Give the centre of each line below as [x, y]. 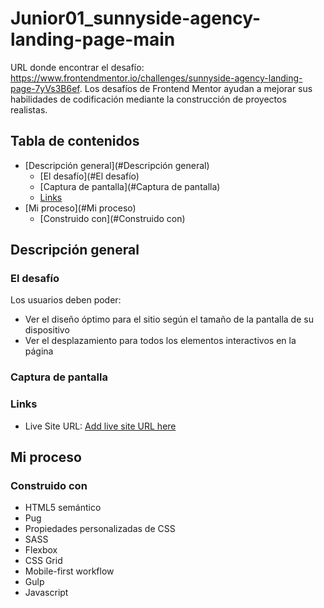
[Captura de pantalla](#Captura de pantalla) [130, 186]
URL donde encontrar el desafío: [77, 67]
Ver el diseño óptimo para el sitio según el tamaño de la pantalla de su [169, 319]
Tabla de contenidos [75, 141]
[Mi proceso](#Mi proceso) [80, 208]
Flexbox [41, 550]
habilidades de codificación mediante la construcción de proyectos [148, 99]
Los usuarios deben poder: [66, 300]
